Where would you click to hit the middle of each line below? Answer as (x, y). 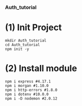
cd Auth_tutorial (23, 45)
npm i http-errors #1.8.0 (31, 90)
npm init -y (17, 49)
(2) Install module (41, 69)
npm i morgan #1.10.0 (27, 85)
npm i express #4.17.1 (28, 81)
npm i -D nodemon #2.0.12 (31, 98)
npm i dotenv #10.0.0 (27, 94)
